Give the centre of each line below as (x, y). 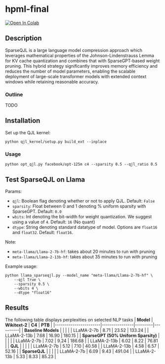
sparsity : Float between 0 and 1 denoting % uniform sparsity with (79, 206)
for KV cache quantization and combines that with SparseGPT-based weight (82, 61)
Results (17, 308)
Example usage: (21, 266)
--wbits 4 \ (26, 288)
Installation (23, 121)
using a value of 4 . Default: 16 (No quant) (53, 222)
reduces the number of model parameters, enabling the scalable (70, 71)
